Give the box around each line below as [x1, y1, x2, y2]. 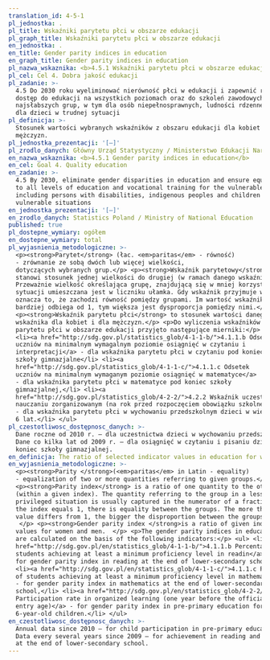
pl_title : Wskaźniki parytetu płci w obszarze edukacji [8, 27, 199, 35]
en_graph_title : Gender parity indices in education [8, 57, 189, 65]
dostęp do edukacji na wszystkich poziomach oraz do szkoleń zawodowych [15, 94, 264, 102]
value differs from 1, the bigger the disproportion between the [15, 512, 239, 521]
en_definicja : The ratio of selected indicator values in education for [8, 453, 257, 461]
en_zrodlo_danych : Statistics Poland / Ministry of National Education [8, 214, 253, 222]
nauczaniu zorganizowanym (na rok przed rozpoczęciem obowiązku [15, 400, 235, 408]
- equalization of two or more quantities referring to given [15, 475, 228, 483]
